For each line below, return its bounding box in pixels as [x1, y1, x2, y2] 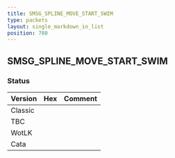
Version [10, 94, 37, 103]
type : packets [7, 17, 49, 24]
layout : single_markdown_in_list [7, 23, 104, 30]
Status [7, 76, 30, 85]
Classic [10, 105, 35, 115]
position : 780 [7, 29, 49, 37]
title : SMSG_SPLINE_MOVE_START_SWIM [7, 10, 113, 17]
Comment [63, 94, 97, 103]
